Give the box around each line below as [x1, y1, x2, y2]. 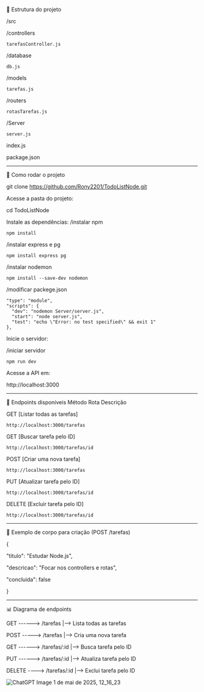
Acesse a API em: [6, 369, 50, 376]
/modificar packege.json [6, 286, 67, 293]
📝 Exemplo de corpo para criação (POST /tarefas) [6, 529, 131, 536]
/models [6, 74, 27, 82]
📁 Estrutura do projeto [6, 6, 62, 13]
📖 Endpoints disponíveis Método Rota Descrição [6, 399, 127, 405]
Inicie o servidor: [6, 335, 49, 342]
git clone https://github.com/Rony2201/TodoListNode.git [6, 183, 148, 190]
